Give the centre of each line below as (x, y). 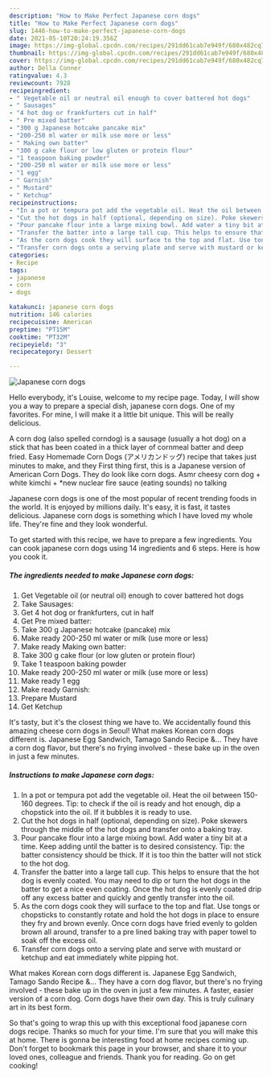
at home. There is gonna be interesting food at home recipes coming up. (129, 1040)
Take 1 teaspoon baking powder (74, 664)
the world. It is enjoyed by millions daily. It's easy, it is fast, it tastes (120, 507)
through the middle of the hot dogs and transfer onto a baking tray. (131, 829)
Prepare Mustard (49, 698)
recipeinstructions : (44, 203)
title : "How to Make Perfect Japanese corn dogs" (94, 23)
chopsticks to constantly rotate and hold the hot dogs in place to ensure (140, 915)
